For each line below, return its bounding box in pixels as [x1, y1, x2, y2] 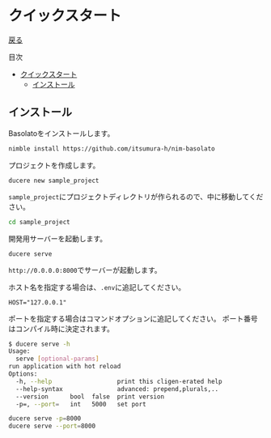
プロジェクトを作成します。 [8, 160, 100, 170]
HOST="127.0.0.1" [8, 298, 67, 307]
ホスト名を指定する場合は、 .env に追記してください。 [8, 282, 186, 291]
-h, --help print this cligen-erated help [15, 377, 222, 385]
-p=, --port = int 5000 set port [15, 400, 147, 408]
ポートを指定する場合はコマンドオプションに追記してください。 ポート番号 [8, 313, 259, 323]
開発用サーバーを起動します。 [8, 233, 108, 243]
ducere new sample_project [8, 176, 100, 185]
